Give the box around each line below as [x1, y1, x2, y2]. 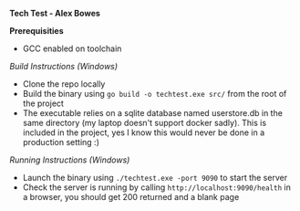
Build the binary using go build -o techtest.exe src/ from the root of [22, 89, 287, 99]
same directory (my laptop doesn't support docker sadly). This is [22, 118, 267, 128]
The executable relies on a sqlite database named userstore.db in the [22, 108, 283, 118]
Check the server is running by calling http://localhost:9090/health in [22, 182, 292, 193]
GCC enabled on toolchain [22, 43, 122, 54]
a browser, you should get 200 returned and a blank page [22, 192, 240, 202]
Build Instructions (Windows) [9, 61, 119, 71]
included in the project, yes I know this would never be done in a [22, 127, 265, 138]
